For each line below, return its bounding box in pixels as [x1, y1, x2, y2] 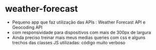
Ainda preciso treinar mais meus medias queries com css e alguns [12, 35, 145, 40]
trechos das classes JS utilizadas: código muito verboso [12, 39, 126, 45]
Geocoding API [12, 24, 43, 30]
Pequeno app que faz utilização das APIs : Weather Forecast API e [12, 19, 146, 25]
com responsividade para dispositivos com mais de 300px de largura [12, 29, 151, 35]
